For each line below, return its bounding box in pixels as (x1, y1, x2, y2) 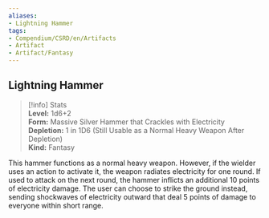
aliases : (8, 11, 38, 20)
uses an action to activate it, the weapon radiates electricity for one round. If (8, 166, 261, 176)
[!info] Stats (27, 99, 67, 109)
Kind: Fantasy (27, 142, 75, 152)
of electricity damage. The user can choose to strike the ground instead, (8, 184, 248, 193)
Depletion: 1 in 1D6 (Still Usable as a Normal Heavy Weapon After (27, 125, 245, 135)
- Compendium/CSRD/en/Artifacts (8, 34, 116, 42)
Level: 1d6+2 (27, 108, 71, 118)
